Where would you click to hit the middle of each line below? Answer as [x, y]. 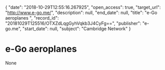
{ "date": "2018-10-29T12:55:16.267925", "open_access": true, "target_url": [83, 7]
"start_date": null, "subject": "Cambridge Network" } [77, 29]
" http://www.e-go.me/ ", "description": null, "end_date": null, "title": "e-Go [81, 13]
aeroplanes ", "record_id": [32, 18]
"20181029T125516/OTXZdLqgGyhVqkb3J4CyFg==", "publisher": [73, 23]
